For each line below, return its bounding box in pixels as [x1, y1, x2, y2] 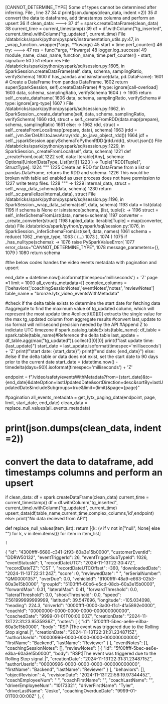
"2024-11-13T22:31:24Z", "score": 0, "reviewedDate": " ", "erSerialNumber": [5, 570, 161, 576]
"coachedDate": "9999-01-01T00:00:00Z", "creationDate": [5, 613, 126, 619]
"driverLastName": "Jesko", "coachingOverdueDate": [5, 688, 114, 694]
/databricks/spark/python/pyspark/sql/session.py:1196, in [5, 196, 124, 202]
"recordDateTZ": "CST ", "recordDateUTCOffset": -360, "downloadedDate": [5, 565, 161, 571]
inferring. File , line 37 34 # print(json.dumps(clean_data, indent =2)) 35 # [5, 10, 157, 16]
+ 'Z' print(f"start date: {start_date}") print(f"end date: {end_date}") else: [5, 348, 155, 354]
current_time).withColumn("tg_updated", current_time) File [5, 31, 126, 37]
